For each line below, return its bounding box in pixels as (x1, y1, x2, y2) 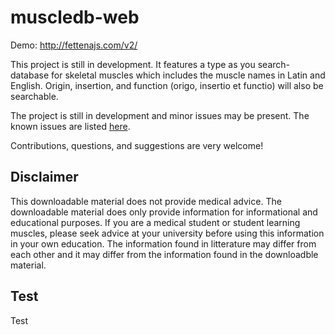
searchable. (10, 90, 59, 102)
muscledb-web (10, 6, 140, 29)
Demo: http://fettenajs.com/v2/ (10, 39, 138, 51)
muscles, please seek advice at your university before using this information (10, 227, 325, 239)
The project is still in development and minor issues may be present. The (10, 109, 310, 121)
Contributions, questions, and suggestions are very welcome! (10, 139, 264, 151)
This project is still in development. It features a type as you (10, 58, 256, 70)
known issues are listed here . (10, 120, 131, 132)
